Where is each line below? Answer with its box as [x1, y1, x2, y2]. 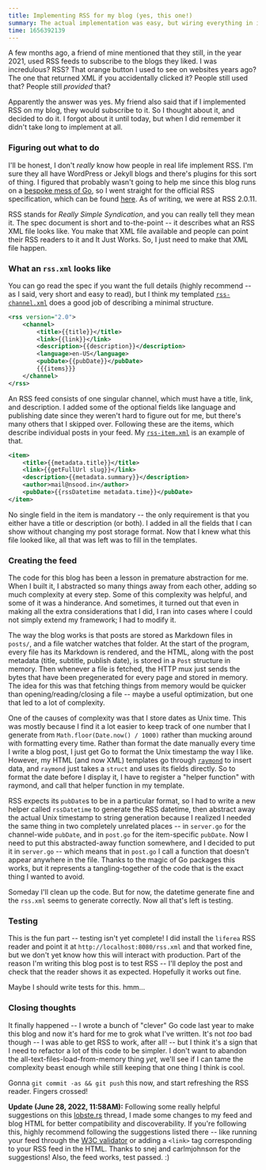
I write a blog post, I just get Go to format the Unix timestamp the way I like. [8, 747, 254, 757]
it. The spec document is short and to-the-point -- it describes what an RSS [8, 217, 256, 227]
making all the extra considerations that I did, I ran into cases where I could [8, 607, 253, 616]
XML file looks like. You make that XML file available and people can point [8, 226, 249, 236]
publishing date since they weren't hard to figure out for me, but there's [8, 410, 241, 420]
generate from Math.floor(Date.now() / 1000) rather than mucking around [8, 731, 253, 740]
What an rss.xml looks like [8, 263, 112, 274]
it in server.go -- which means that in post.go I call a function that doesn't [8, 846, 249, 857]
